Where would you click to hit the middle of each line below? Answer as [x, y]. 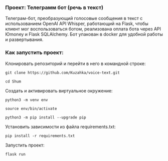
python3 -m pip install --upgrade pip [46, 117]
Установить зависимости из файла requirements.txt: [60, 126]
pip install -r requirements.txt [40, 136]
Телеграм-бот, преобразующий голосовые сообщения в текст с [74, 18]
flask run [16, 154]
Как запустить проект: [34, 52]
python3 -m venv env [27, 100]
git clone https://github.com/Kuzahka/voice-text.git [63, 72]
